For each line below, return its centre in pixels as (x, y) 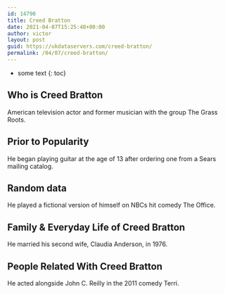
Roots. (17, 120)
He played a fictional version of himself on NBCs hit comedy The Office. (111, 205)
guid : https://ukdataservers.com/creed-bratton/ (80, 46)
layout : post (26, 40)
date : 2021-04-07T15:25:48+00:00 (56, 27)
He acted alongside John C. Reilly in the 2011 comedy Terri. (93, 283)
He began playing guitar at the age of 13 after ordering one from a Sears (112, 158)
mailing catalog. (31, 166)
